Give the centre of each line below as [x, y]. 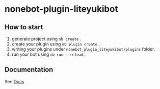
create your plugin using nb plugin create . [56, 44]
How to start [24, 27]
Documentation [29, 70]
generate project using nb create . [46, 39]
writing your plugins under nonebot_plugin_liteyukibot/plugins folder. [83, 49]
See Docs [14, 81]
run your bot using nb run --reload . [49, 54]
